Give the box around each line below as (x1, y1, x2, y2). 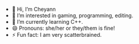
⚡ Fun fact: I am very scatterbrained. (11, 32, 102, 38)
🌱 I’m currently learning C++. (11, 18, 84, 25)
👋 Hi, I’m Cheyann (11, 6, 56, 12)
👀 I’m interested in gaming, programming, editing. (11, 12, 134, 19)
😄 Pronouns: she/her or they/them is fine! (11, 24, 115, 32)
